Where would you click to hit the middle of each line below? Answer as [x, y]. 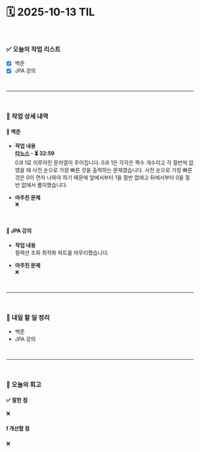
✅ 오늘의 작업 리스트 [33, 49]
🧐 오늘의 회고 [24, 384]
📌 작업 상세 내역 [27, 116]
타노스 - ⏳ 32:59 [35, 154]
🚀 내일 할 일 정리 [28, 317]
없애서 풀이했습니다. [44, 185]
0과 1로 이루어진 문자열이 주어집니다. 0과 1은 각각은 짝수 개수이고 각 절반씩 [101, 163]
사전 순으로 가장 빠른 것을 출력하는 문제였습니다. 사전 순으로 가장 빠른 [112, 170]
